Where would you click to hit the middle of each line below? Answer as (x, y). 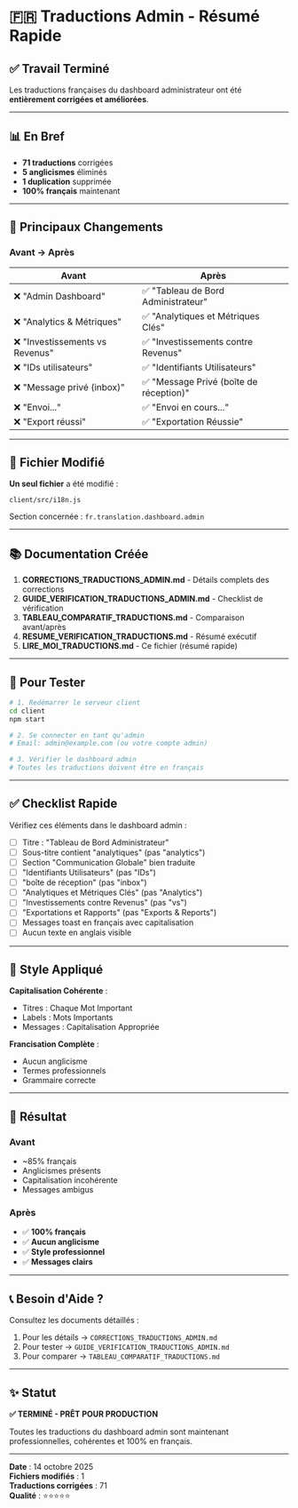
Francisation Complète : (54, 1044)
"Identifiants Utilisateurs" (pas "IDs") (89, 873)
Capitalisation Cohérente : (59, 991)
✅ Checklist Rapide (63, 804)
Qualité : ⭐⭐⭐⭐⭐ (40, 1496)
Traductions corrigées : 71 (59, 1485)
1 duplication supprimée (67, 181)
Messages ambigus (58, 1189)
